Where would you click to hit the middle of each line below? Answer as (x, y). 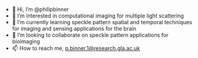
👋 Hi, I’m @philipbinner (41, 9)
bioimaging (26, 41)
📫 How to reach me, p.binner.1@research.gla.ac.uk (76, 48)
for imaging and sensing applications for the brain (74, 28)
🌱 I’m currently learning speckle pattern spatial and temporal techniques (102, 22)
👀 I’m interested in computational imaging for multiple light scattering (98, 16)
